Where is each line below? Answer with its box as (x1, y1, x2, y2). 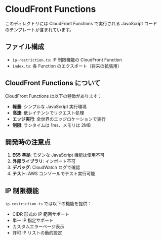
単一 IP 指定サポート (12, 217, 54, 224)
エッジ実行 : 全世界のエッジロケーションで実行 (12, 116, 106, 122)
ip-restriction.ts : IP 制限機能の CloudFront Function (12, 57, 122, 62)
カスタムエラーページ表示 (12, 224, 65, 230)
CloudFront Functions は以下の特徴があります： (5, 93, 102, 99)
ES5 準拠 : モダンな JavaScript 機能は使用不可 (12, 152, 105, 158)
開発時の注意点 (5, 138, 51, 146)
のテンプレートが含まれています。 (5, 26, 74, 33)
